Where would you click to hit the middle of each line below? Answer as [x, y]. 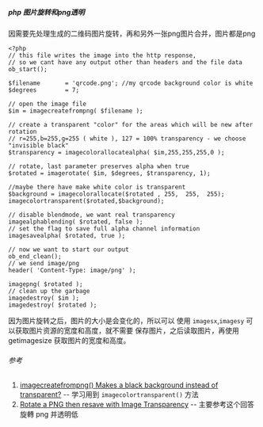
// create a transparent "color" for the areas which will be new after [131, 124]
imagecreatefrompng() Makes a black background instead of [119, 385]
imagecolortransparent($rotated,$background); [86, 201]
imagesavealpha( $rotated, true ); [67, 235]
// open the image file [48, 104]
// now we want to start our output [69, 250]
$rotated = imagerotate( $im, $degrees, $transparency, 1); [110, 173]
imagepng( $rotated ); [46, 284]
